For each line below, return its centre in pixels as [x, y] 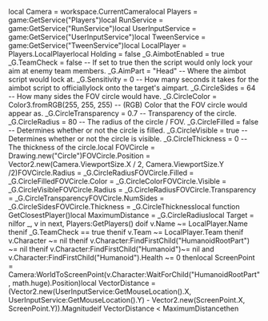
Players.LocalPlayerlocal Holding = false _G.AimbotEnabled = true [117, 54]
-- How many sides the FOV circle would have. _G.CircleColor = [113, 96]
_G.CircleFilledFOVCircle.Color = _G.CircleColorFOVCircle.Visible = [118, 181]
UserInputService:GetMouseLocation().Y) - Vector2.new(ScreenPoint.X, [127, 300]
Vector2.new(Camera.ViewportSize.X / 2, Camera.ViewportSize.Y [116, 164]
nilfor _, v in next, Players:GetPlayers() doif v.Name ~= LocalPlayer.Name [128, 224]
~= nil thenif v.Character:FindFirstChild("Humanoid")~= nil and [111, 249]
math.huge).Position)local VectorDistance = [84, 283]
